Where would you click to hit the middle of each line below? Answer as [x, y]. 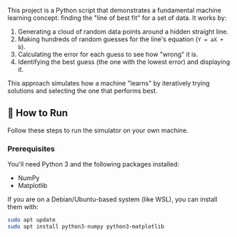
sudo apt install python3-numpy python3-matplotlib [86, 226]
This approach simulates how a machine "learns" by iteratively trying [109, 83]
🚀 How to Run [38, 113]
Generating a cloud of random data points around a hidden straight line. [123, 32]
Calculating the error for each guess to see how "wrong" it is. [108, 54]
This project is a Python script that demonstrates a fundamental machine [115, 10]
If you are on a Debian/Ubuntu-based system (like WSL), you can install [112, 199]
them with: [23, 207]
